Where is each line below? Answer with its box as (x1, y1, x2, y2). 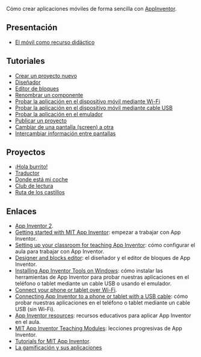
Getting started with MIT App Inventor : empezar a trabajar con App (14, 229, 181, 236)
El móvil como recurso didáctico (14, 39, 95, 46)
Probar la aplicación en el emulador (14, 110, 104, 118)
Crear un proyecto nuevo (14, 72, 77, 79)
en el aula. (14, 318, 41, 326)
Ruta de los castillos (14, 189, 65, 196)
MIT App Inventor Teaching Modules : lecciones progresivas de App (14, 325, 182, 332)
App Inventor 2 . (14, 223, 54, 230)
